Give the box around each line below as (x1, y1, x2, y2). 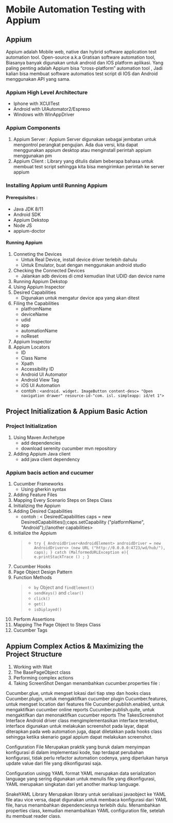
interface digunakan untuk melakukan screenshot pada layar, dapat (6, 723, 149, 729)
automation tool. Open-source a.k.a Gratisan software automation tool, (6, 54, 156, 60)
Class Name (21, 355, 47, 361)
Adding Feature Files (13, 492, 58, 498)
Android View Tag (21, 377, 59, 383)
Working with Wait (13, 663, 53, 670)
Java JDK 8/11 (13, 206, 43, 212)
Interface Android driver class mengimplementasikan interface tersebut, (6, 717, 159, 724)
